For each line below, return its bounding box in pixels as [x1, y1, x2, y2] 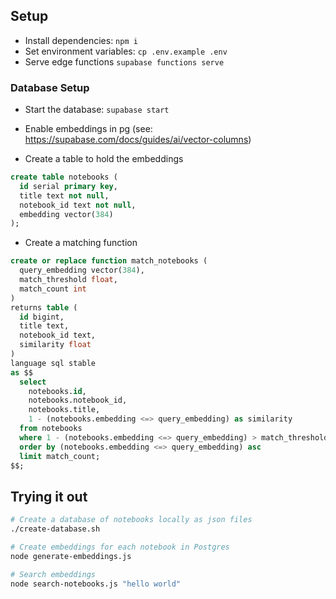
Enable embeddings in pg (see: [24, 123, 153, 135]
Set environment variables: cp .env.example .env [24, 45, 228, 57]
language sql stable [10, 358, 97, 368]
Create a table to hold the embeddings [24, 153, 184, 165]
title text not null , [19, 190, 110, 201]
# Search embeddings [10, 569, 97, 579]
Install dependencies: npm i [24, 34, 138, 46]
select [19, 377, 47, 387]
